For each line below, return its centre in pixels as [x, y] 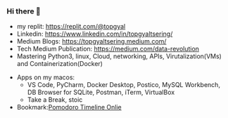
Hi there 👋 [24, 11]
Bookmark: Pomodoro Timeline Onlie [69, 107]
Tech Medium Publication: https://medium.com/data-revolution [108, 49]
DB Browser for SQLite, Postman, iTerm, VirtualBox [101, 92]
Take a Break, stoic [55, 100]
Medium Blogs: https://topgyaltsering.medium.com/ [91, 41]
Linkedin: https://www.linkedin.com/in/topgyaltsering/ [95, 34]
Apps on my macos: [46, 77]
